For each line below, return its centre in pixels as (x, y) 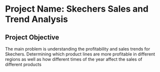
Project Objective (32, 37)
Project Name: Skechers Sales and (77, 9)
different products (23, 64)
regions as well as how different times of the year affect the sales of (74, 59)
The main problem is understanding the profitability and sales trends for (78, 49)
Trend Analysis (37, 19)
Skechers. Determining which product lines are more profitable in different (80, 54)
